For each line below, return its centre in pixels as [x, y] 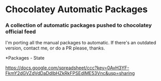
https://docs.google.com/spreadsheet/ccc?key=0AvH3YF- [67, 68]
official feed [21, 32]
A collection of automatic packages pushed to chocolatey [79, 25]
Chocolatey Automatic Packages [76, 9]
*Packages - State [25, 58]
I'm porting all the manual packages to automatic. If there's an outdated [81, 43]
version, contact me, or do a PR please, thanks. [55, 48]
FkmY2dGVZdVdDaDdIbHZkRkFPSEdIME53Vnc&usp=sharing [70, 73]
